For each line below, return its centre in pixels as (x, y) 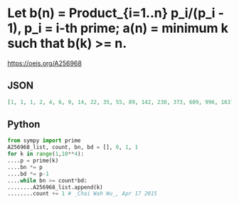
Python (24, 124)
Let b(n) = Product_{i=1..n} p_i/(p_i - (116, 13)
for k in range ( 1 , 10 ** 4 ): (46, 154)
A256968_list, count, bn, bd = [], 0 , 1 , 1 (73, 148)
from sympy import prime (44, 141)
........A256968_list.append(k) (55, 187)
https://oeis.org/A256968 (44, 63)
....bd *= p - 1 (28, 174)
